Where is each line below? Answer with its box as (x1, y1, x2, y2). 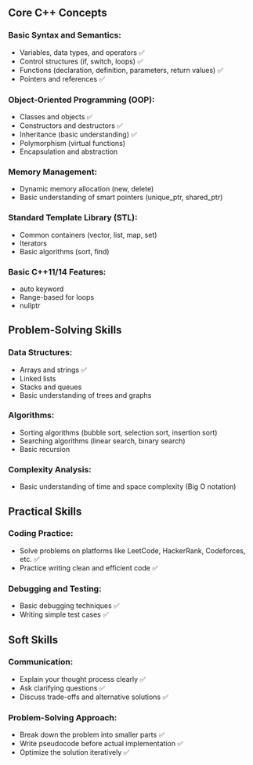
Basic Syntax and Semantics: (8, 30, 121, 41)
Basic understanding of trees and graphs (19, 390, 152, 399)
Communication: (8, 657, 74, 668)
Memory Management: (8, 166, 98, 177)
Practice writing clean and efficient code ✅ (19, 563, 158, 572)
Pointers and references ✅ (19, 74, 106, 83)
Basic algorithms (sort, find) (19, 246, 110, 256)
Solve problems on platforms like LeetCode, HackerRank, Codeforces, (19, 545, 246, 556)
